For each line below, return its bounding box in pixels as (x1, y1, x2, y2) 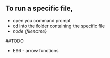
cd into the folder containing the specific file (12, 23, 105, 29)
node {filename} (12, 28, 47, 34)
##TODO (5, 38, 24, 44)
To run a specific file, (5, 4, 74, 13)
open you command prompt (12, 17, 71, 23)
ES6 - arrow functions (12, 47, 59, 53)
